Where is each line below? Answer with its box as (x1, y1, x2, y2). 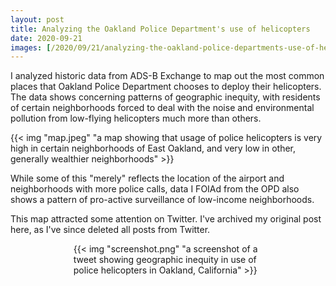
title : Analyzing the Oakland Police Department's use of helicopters (10, 24, 311, 34)
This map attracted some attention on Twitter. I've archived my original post (10, 213, 322, 225)
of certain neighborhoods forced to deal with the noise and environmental (10, 102, 315, 114)
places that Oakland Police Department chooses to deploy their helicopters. (10, 81, 322, 93)
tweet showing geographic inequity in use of (73, 254, 257, 266)
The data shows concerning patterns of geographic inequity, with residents (10, 91, 321, 103)
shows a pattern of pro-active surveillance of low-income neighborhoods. (10, 194, 315, 206)
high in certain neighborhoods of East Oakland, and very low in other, (10, 142, 297, 155)
